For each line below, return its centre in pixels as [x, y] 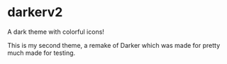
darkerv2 [35, 12]
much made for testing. [41, 53]
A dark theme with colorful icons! [56, 32]
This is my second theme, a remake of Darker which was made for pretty [114, 45]
